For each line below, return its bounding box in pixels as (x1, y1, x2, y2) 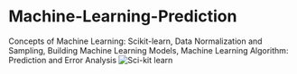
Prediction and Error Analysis (8, 54, 117, 65)
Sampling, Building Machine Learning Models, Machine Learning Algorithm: (8, 45, 289, 55)
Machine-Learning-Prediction (8, 6, 237, 27)
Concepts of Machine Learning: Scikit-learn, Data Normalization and (8, 36, 263, 46)
